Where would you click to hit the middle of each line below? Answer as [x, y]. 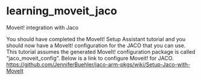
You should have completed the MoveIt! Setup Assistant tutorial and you [96, 39]
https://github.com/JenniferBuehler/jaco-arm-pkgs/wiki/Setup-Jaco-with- [98, 64]
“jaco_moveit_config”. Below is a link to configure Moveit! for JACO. [90, 58]
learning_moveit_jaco [62, 11]
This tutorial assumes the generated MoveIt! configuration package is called [101, 51]
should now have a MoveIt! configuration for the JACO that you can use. [96, 45]
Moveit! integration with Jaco [42, 27]
